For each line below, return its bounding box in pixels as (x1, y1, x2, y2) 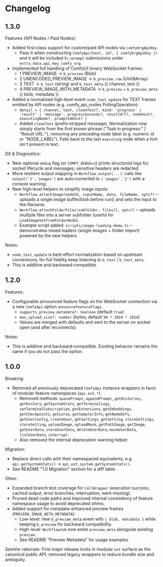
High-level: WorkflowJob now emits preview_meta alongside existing (19, 526, 153, 532)
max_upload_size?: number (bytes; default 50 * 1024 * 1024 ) (19, 314, 140, 320)
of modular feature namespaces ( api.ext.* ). (12, 390, 102, 396)
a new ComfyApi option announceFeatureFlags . (12, 303, 103, 310)
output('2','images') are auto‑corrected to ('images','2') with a (12, 176, 145, 181)
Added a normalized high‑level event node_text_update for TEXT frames (12, 97, 156, 102)
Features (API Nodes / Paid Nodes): (5, 35, 76, 41)
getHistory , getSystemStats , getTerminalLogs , (19, 400, 111, 406)
